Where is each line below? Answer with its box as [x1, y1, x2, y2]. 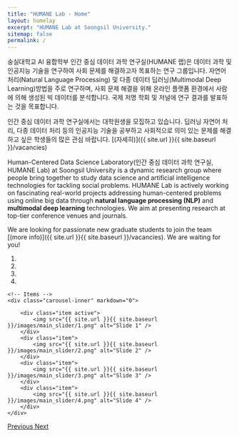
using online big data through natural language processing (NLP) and [7, 196, 214, 205]
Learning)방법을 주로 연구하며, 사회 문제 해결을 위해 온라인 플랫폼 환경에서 [7, 84, 215, 93]
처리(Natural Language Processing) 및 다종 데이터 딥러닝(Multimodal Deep [7, 76, 222, 84]
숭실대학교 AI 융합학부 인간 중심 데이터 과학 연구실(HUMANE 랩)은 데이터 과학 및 [7, 58, 232, 66]
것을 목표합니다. [14, 102, 59, 111]
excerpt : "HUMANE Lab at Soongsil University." [7, 24, 152, 31]
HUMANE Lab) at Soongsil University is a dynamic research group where [7, 166, 222, 175]
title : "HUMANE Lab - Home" [7, 10, 91, 18]
